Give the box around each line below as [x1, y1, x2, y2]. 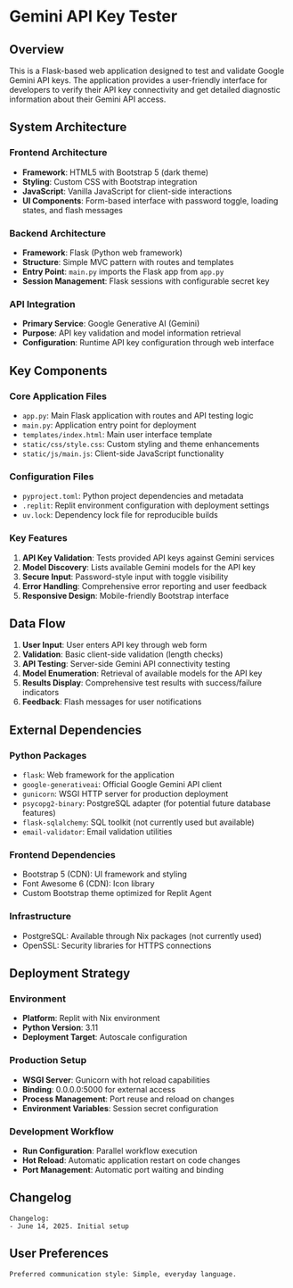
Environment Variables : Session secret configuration [21, 1102, 219, 1113]
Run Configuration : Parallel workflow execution [21, 1145, 198, 1156]
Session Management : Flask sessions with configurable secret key [21, 275, 270, 287]
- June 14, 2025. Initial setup [9, 1221, 129, 1231]
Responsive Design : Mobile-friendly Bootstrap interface [21, 590, 230, 601]
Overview [9, 42, 65, 57]
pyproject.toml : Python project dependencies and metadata [21, 491, 244, 502]
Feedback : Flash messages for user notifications [21, 696, 202, 707]
